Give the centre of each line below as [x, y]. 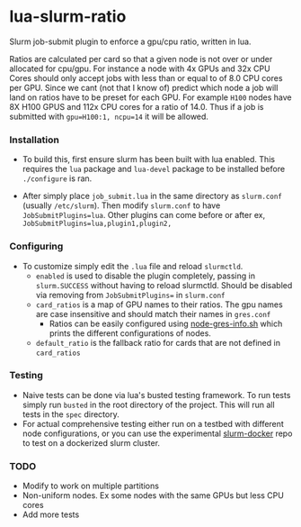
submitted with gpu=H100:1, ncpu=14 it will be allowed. [109, 116]
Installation [35, 140]
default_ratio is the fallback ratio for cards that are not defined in [158, 342]
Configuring [36, 247]
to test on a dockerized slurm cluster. [91, 442]
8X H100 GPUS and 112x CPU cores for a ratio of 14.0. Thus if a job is [137, 106]
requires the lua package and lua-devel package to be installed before [154, 169]
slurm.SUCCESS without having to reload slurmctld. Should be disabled [164, 285]
